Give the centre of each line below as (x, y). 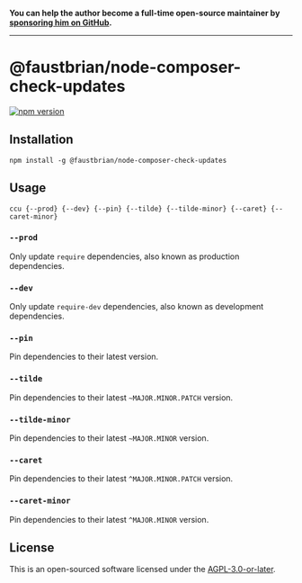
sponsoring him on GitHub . (61, 22)
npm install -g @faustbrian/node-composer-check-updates (118, 160)
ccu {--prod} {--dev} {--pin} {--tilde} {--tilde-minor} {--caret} (138, 209)
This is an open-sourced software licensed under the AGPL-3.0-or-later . (142, 570)
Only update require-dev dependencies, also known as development (137, 307)
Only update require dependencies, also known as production (124, 256)
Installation (41, 140)
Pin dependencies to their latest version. (84, 357)
